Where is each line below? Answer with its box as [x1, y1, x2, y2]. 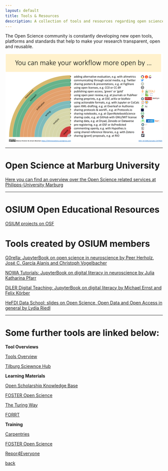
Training [5, 421, 23, 427]
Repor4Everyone [5, 450, 40, 456]
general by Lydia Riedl [5, 305, 51, 311]
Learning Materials [5, 373, 45, 379]
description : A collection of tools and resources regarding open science [5, 19, 164, 24]
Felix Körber [5, 290, 30, 296]
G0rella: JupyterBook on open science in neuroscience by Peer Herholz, [5, 254, 154, 260]
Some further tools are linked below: [5, 327, 159, 338]
